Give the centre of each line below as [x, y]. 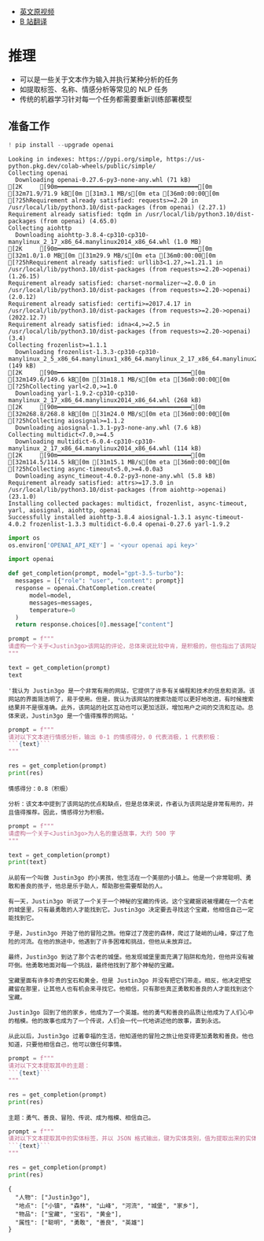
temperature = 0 [52, 610]
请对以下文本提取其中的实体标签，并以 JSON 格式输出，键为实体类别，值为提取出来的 [127, 1139]
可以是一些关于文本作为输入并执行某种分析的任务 [99, 79]
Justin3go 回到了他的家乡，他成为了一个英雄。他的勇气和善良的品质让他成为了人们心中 [131, 1013]
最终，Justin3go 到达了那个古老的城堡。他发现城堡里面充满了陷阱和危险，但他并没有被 [131, 957]
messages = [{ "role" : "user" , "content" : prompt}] [100, 581]
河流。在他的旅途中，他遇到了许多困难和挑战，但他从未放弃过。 [107, 942]
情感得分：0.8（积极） [40, 789]
